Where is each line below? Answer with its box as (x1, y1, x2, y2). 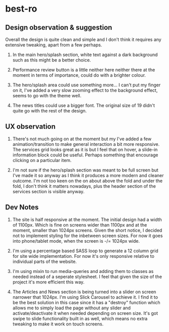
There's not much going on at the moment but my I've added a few (12, 136, 152, 142)
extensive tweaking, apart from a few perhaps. (5, 42, 102, 48)
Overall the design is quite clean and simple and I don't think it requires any (5, 36, 161, 42)
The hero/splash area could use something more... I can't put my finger (12, 82, 161, 88)
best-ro (5, 3, 37, 15)
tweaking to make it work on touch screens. (12, 321, 104, 327)
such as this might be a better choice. (12, 57, 91, 63)
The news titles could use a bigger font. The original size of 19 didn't (12, 102, 155, 108)
